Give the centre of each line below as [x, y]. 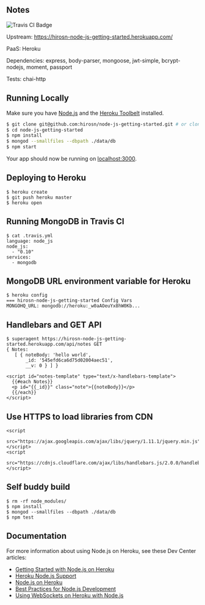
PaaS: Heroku [23, 48]
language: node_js [30, 241]
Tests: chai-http [26, 78]
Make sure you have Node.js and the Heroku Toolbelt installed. [85, 113]
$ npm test [20, 517]
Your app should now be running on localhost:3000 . [72, 158]
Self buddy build [38, 487]
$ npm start [21, 147]
